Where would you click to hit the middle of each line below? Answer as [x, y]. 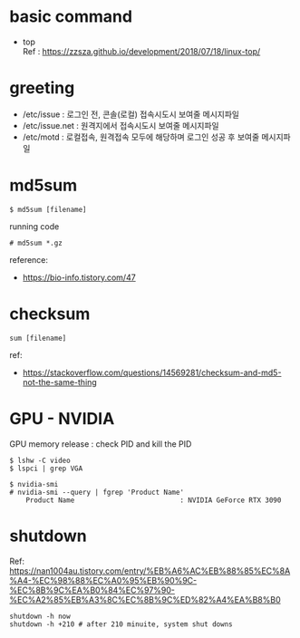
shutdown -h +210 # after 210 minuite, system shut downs [121, 624]
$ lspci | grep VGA [46, 469]
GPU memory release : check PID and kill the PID [101, 444]
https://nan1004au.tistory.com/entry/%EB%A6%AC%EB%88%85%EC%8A [150, 570]
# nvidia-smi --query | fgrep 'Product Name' [97, 492]
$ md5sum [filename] [48, 209]
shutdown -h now [40, 616]
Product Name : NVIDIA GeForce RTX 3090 [154, 500]
